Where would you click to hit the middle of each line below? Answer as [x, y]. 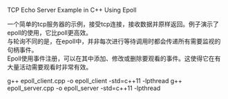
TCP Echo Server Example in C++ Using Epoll [72, 10]
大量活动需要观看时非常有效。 [49, 67]
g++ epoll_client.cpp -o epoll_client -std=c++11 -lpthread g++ [95, 81]
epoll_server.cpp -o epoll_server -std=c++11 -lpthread [84, 88]
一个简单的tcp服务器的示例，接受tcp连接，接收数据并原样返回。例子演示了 [113, 24]
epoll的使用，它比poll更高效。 [49, 33]
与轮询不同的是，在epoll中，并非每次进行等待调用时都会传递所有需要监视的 [114, 41]
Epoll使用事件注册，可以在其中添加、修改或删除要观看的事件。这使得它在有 [114, 58]
